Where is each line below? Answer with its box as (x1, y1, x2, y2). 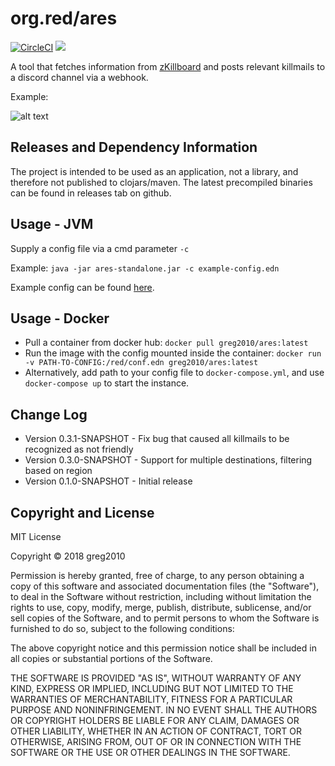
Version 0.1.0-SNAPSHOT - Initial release (24, 475, 193, 487)
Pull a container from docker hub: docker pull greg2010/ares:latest (24, 337, 309, 349)
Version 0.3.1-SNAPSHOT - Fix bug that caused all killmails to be (24, 433, 290, 445)
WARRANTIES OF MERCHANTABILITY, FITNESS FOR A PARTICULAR (10, 693, 293, 705)
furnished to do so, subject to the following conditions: (10, 623, 235, 634)
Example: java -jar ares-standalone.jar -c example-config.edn (10, 262, 280, 274)
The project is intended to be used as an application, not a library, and (10, 165, 299, 177)
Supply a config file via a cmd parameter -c (10, 242, 190, 254)
